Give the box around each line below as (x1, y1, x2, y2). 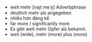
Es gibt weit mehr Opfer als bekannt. (10, 26, 87, 32)
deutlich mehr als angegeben (10, 10, 72, 16)
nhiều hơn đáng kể (10, 15, 49, 21)
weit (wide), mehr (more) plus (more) (10, 31, 87, 37)
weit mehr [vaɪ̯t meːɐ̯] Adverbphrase (10, 4, 86, 10)
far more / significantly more (10, 21, 70, 26)
